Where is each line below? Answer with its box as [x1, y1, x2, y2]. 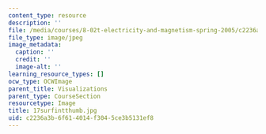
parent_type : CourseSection [8, 92, 101, 100]
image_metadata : [8, 41, 62, 49]
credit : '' [15, 56, 51, 64]
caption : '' [15, 48, 55, 56]
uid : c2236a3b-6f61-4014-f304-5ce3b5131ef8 [8, 114, 154, 122]
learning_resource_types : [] [8, 70, 104, 78]
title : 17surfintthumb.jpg [8, 107, 97, 115]
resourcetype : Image [8, 99, 77, 107]
